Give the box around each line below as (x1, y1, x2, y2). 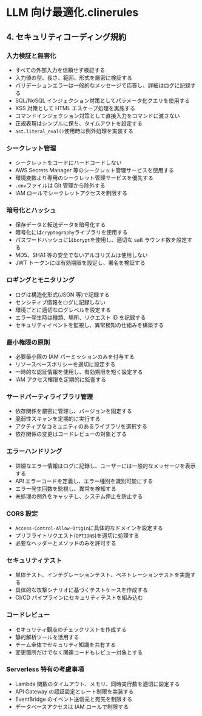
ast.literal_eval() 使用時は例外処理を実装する (15, 127, 133, 135)
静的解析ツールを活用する (15, 633, 79, 641)
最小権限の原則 (6, 338, 50, 346)
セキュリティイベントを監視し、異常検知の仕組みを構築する (15, 321, 164, 329)
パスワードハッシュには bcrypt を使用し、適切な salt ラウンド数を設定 (15, 236, 187, 244)
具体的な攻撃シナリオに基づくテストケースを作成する (15, 586, 149, 594)
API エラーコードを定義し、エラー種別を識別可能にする (15, 477, 153, 485)
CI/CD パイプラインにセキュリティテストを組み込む (15, 594, 144, 602)
